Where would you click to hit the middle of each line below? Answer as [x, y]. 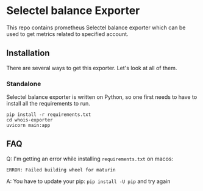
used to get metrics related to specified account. [68, 34]
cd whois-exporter [30, 120]
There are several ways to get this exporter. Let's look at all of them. [92, 68]
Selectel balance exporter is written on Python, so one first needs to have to [102, 97]
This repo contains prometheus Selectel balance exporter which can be [96, 27]
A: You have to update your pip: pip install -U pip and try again [88, 181]
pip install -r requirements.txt [49, 115]
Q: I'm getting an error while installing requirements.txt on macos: [90, 159]
